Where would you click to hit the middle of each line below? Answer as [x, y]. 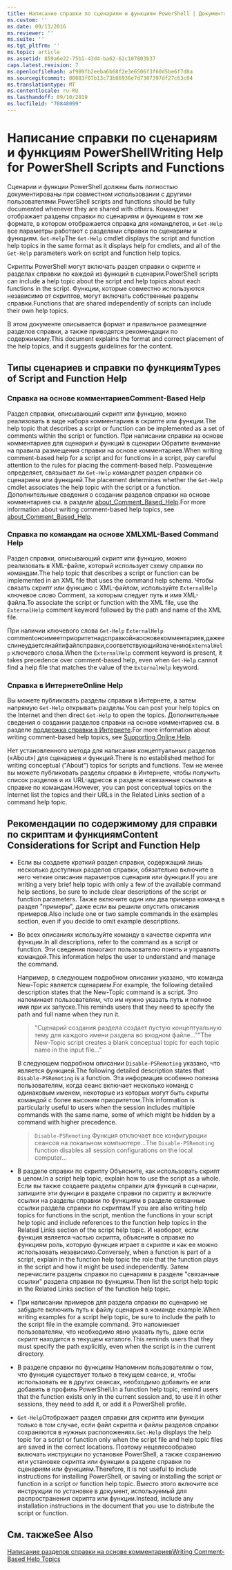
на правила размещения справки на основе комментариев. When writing [115, 450]
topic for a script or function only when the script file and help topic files [120, 1439]
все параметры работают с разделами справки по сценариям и [102, 231]
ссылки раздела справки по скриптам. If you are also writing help [112, 1208]
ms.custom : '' [28, 20]
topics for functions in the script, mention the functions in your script [115, 1215]
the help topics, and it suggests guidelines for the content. [90, 346]
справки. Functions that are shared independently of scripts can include [109, 303]
